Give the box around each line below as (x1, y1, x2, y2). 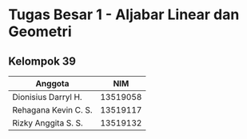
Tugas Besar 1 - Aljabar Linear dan (8, 6, 240, 24)
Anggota (35, 78, 70, 89)
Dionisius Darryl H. (12, 92, 82, 102)
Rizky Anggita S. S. (12, 117, 84, 129)
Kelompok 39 (8, 54, 76, 68)
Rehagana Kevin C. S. (12, 105, 93, 115)
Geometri (8, 22, 72, 41)
